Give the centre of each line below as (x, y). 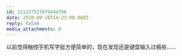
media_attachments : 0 (34, 29)
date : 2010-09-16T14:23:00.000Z (47, 18)
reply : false (23, 23)
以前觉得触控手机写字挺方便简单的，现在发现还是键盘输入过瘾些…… (91, 47)
